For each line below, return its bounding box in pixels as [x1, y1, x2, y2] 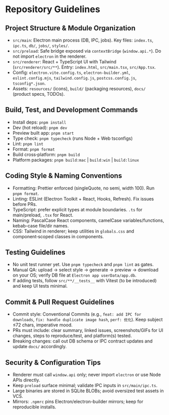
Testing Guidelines [5, 248, 66, 257]
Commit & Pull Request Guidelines [5, 297, 115, 306]
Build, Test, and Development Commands [5, 105, 138, 115]
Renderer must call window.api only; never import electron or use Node [12, 371, 161, 378]
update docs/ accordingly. [12, 344, 67, 350]
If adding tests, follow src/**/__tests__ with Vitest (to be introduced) [12, 278, 157, 284]
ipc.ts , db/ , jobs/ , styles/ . [12, 43, 70, 49]
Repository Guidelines [5, 4, 100, 15]
